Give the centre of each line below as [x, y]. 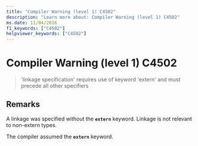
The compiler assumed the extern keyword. [60, 137]
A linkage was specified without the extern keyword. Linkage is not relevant [99, 119]
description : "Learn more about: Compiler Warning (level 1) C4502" [93, 17]
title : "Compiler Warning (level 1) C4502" [61, 12]
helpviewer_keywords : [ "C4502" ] [46, 34]
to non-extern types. [32, 125]
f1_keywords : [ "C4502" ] [36, 28]
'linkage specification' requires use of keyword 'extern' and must [100, 80]
